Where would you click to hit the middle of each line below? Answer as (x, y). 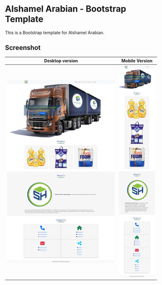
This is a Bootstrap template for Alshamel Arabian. (55, 32)
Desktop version (61, 61)
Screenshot (23, 48)
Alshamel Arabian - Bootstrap (66, 9)
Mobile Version (137, 61)
